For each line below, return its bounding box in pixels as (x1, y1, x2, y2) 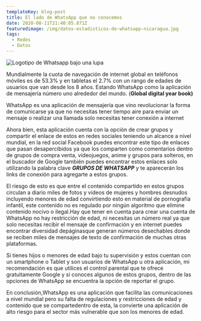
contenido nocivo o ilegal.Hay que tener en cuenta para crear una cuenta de (6, 208, 196, 215)
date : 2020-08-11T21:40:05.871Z (6, 20, 87, 26)
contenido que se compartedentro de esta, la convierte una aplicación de (6, 302, 188, 309)
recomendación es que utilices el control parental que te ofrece (6, 264, 164, 272)
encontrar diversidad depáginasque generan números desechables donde (6, 227, 191, 234)
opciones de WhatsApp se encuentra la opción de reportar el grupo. (6, 277, 176, 284)
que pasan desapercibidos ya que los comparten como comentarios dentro (6, 145, 193, 152)
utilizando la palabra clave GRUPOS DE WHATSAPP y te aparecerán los (6, 164, 184, 172)
